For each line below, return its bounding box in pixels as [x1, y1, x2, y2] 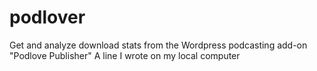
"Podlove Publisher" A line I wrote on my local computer [9, 49, 241, 61]
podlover [9, 6, 86, 29]
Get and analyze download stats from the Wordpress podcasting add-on [9, 39, 308, 51]
